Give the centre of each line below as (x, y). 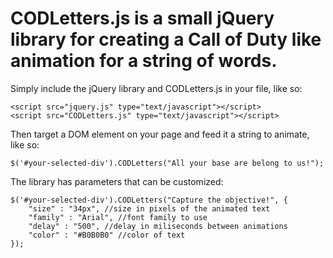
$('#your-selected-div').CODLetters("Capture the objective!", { (149, 200)
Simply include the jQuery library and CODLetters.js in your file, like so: (156, 88)
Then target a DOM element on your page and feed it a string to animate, (160, 134)
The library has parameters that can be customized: (117, 181)
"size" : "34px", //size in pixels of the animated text (149, 208)
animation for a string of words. (144, 61)
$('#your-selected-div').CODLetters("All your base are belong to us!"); (167, 163)
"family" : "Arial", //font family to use (118, 217)
